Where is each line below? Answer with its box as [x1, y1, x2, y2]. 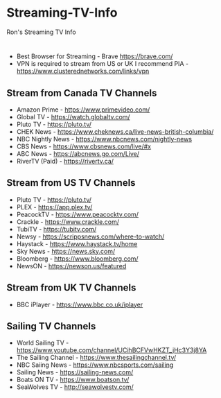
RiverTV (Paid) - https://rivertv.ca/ [16, 157, 114, 165]
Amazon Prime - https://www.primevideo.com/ [16, 105, 150, 114]
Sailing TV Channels [6, 320, 96, 332]
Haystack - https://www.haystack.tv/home [16, 239, 138, 248]
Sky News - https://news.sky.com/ [16, 247, 116, 255]
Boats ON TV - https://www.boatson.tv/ [16, 376, 130, 384]
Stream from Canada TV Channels [6, 87, 157, 98]
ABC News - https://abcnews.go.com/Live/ [16, 149, 140, 157]
